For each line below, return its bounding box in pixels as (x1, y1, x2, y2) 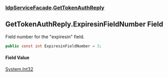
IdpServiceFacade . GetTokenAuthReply (5, 4, 104, 11)
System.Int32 (5, 66, 33, 72)
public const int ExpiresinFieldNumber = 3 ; (5, 43, 102, 49)
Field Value (5, 54, 30, 61)
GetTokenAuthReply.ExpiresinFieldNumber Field (5, 20, 163, 29)
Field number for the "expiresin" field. (5, 33, 85, 40)
